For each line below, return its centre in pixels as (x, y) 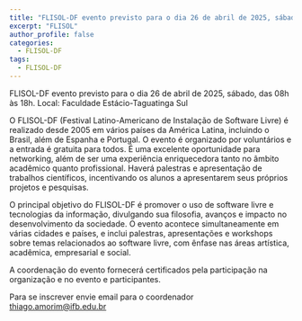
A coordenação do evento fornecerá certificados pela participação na (138, 270)
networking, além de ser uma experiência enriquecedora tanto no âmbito (144, 158)
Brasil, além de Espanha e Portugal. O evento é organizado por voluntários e (151, 139)
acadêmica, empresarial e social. (71, 252)
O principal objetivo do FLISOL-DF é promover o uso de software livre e (142, 204)
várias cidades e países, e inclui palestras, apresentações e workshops (141, 233)
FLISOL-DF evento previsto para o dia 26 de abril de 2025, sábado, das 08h (149, 93)
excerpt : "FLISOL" (44, 26)
